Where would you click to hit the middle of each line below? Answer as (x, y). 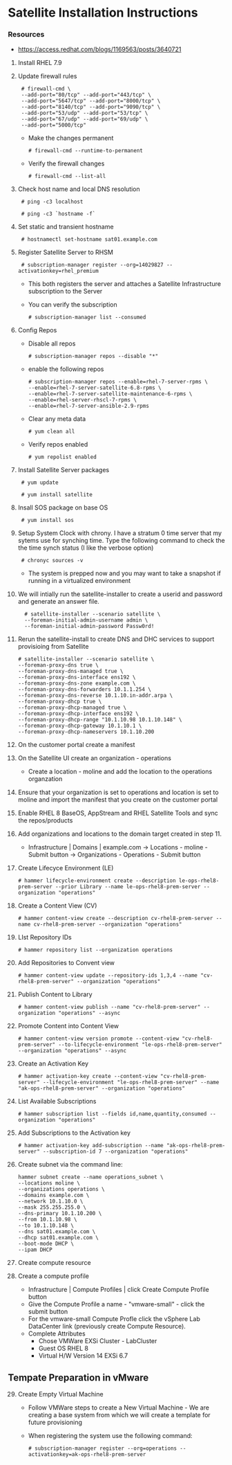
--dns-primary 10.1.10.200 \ (60, 1214)
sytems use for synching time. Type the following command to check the (121, 541)
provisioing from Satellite (53, 647)
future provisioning (55, 1422)
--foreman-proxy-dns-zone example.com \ (77, 683)
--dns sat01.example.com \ (57, 1232)
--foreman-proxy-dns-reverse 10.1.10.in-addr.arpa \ (95, 696)
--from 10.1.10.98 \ (47, 1220)
